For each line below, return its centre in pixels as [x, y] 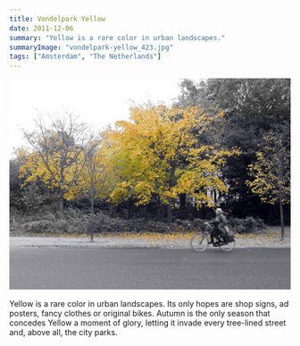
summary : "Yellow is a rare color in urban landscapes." [117, 38]
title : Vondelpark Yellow [57, 19]
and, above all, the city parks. [63, 333]
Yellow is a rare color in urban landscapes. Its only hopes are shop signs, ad [149, 304]
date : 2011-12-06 [42, 28]
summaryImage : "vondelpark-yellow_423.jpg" [92, 47]
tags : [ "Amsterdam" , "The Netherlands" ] [86, 57]
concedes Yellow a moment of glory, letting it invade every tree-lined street [148, 323]
